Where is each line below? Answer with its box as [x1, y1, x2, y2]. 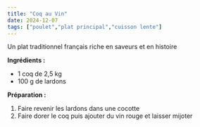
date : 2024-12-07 [7, 17, 58, 24]
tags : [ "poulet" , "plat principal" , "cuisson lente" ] [7, 23, 162, 30]
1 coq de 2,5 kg [17, 69, 62, 78]
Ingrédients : [7, 56, 46, 65]
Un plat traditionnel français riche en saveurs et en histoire [7, 43, 177, 51]
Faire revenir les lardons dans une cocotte [17, 105, 140, 113]
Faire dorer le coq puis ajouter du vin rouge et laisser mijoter [17, 112, 193, 120]
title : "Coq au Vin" [7, 10, 68, 18]
